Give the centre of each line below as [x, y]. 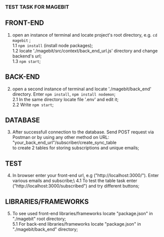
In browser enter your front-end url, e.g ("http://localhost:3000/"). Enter [85, 176]
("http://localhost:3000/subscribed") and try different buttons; [76, 186]
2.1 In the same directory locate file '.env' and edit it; [65, 99]
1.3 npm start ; [27, 61]
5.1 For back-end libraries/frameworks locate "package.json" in [77, 224]
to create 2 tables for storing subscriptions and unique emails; [76, 148]
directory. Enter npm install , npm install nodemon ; [64, 94]
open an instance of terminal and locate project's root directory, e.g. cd [85, 35]
